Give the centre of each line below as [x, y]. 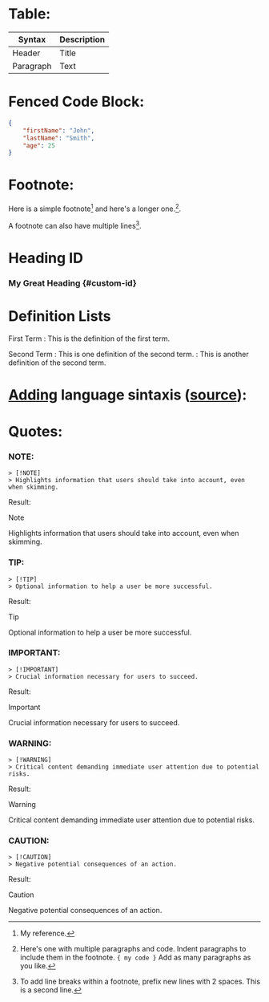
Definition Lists [60, 316]
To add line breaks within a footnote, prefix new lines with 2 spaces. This [140, 982]
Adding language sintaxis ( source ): [128, 395]
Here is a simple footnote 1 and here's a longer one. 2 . [95, 208]
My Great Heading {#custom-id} [73, 283]
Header [26, 53]
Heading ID [46, 258]
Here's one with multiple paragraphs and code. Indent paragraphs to [133, 949]
